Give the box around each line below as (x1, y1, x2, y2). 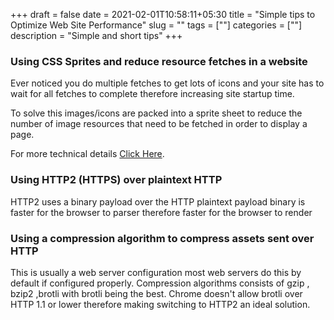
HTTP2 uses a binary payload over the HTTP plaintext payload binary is (10, 195, 306, 208)
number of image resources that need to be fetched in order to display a (10, 118, 308, 130)
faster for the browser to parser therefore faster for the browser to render (10, 206, 313, 218)
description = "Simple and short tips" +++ (10, 30, 183, 41)
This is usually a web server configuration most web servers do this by (10, 266, 302, 278)
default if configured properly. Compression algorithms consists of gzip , (10, 277, 310, 289)
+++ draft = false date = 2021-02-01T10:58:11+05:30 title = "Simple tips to (10, 9, 316, 20)
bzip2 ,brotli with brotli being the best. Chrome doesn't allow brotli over (10, 287, 303, 299)
